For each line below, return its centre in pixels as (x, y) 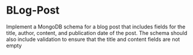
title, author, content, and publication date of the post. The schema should (97, 33)
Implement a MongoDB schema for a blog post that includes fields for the (96, 27)
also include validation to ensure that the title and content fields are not (93, 39)
